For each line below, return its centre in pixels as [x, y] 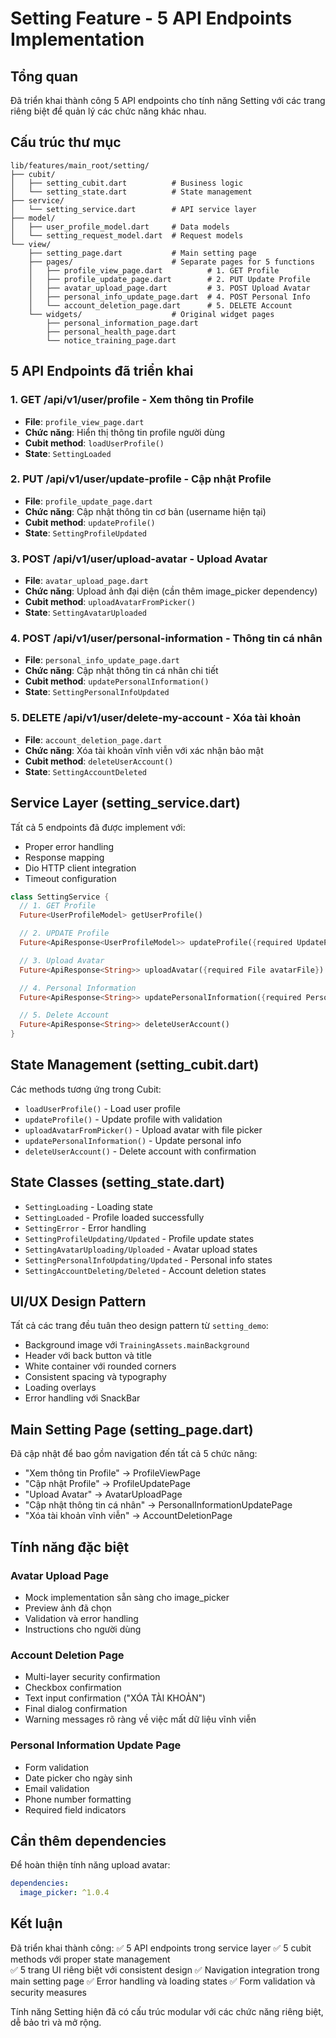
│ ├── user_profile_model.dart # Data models [120, 227]
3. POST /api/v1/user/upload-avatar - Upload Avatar [139, 559]
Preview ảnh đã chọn [68, 1608]
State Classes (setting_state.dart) [118, 1182]
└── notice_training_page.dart [111, 340]
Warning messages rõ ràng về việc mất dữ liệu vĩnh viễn [140, 1719]
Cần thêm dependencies [88, 1840]
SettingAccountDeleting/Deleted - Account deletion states [145, 1270]
